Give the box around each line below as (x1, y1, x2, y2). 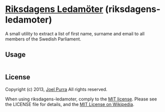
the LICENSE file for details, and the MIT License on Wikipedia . (5, 101, 134, 107)
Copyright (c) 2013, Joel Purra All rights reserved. (5, 86, 107, 92)
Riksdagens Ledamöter (5, 3, 103, 15)
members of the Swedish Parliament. (5, 36, 81, 42)
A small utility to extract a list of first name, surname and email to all (5, 30, 145, 36)
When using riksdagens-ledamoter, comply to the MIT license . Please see (5, 96, 157, 102)
